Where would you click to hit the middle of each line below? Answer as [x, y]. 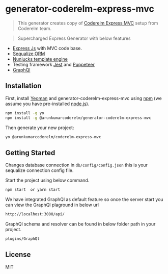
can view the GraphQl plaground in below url [52, 205]
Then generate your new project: [40, 128]
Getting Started [30, 153]
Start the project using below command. [47, 180]
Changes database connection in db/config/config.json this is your [77, 165]
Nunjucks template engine [40, 59]
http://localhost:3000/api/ [35, 214]
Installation [23, 86]
